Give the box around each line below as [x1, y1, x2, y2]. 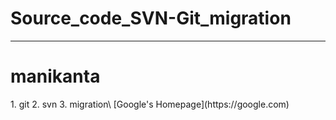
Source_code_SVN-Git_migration [10, 7, 292, 30]
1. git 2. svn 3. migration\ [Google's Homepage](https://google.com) [10, 98, 290, 110]
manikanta [10, 65, 101, 88]
